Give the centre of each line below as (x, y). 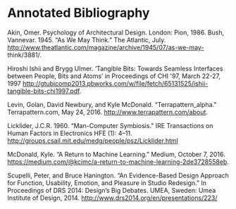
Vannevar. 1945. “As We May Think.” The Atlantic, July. (87, 39)
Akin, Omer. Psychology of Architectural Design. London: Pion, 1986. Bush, (116, 32)
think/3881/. (25, 55)
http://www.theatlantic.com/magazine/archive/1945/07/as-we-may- (106, 47)
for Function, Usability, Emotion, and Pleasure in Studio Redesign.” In (107, 183)
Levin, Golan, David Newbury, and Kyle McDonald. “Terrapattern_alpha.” (112, 104)
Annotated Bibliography (79, 13)
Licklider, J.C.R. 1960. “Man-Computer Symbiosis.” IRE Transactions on (110, 125)
